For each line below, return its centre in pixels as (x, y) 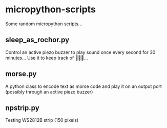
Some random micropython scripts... (44, 24)
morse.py (21, 74)
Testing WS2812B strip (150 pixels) (42, 120)
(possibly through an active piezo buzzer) (49, 92)
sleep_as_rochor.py (37, 40)
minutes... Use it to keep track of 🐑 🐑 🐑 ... (47, 58)
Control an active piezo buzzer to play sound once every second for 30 (80, 52)
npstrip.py (22, 108)
